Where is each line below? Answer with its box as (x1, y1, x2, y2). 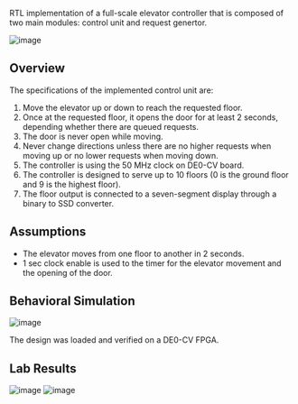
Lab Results (9, 361, 77, 376)
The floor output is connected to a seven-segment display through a (22, 188, 277, 199)
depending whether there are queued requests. (22, 121, 200, 132)
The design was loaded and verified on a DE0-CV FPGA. (9, 335, 219, 345)
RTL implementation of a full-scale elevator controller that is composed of (9, 8, 284, 18)
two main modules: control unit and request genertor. (9, 17, 208, 28)
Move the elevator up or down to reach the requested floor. (22, 102, 243, 113)
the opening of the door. (22, 267, 113, 278)
